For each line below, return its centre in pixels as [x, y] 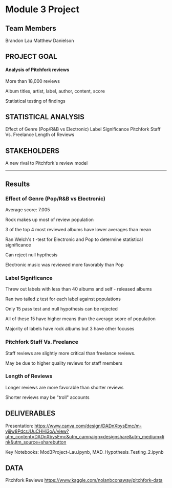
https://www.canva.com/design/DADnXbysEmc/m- [88, 426]
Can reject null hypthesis [31, 255]
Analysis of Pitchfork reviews [37, 70]
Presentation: [19, 426]
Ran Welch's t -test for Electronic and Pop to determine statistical [74, 239]
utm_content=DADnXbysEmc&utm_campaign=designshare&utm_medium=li [85, 436]
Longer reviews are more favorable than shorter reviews [64, 387]
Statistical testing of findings [35, 101]
